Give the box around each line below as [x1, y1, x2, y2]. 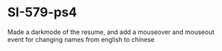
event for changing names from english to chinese [7, 35, 155, 43]
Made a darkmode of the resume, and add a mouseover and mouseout [7, 28, 215, 36]
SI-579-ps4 [7, 4, 78, 21]
